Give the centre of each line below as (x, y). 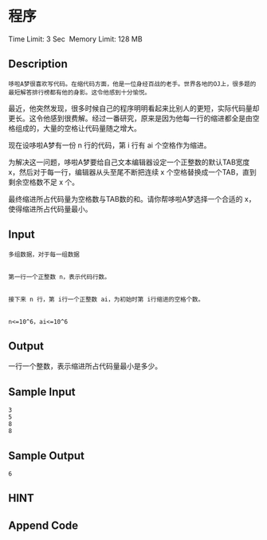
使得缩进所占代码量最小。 (50, 209)
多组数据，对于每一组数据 (44, 254)
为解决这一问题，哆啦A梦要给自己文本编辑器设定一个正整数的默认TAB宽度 (129, 162)
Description (38, 64)
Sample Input (42, 392)
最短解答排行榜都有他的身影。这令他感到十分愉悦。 (80, 93)
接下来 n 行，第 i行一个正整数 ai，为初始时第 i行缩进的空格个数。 (106, 299)
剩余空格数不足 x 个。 (44, 182)
